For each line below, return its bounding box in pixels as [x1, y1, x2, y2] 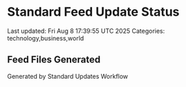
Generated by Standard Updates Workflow [7, 72, 129, 80]
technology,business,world [7, 34, 84, 42]
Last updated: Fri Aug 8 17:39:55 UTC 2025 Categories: [7, 27, 165, 35]
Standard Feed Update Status [7, 4, 180, 20]
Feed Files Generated [7, 54, 101, 66]
